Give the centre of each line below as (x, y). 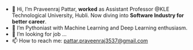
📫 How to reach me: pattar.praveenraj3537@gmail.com (80, 41)
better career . (29, 21)
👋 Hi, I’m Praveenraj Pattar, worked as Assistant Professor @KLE (91, 9)
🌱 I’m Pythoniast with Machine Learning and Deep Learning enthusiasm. (99, 28)
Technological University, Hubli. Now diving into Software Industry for (98, 15)
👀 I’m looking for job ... (39, 34)
